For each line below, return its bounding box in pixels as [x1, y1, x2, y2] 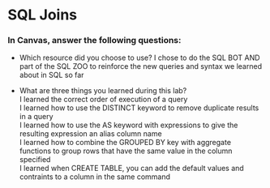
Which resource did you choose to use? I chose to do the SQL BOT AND [19, 53, 260, 62]
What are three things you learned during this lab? [19, 86, 187, 96]
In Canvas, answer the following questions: [7, 35, 182, 46]
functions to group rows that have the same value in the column [19, 146, 233, 156]
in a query [19, 112, 54, 122]
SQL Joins [7, 6, 78, 24]
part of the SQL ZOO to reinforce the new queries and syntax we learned [19, 62, 263, 71]
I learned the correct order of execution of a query [19, 95, 188, 105]
